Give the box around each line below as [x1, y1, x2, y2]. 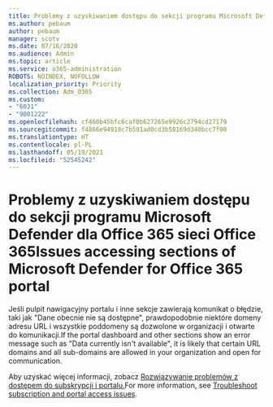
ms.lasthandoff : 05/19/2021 [8, 148, 104, 156]
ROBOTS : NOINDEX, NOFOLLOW [8, 72, 100, 81]
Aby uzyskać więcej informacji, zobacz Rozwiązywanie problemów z [8, 372, 238, 382]
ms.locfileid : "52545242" [8, 155, 96, 164]
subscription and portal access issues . [8, 389, 138, 399]
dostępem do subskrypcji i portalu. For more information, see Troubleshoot [8, 380, 258, 391]
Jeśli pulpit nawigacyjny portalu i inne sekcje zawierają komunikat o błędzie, [8, 304, 263, 314]
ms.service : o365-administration [8, 65, 122, 73]
